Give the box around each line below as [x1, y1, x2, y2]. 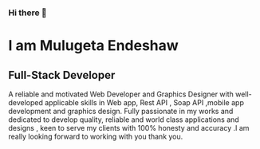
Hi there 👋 [8, 7, 48, 18]
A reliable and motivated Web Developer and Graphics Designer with [8, 89, 234, 99]
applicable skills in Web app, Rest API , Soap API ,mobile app [45, 97, 245, 107]
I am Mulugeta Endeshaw [8, 37, 179, 55]
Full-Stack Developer [8, 68, 116, 82]
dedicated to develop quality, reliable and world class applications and [8, 115, 239, 124]
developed [8, 97, 44, 107]
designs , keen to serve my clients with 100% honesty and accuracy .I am [8, 123, 250, 132]
